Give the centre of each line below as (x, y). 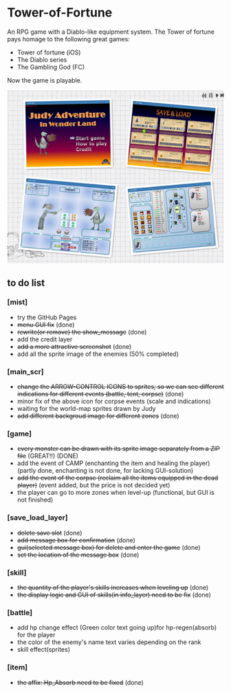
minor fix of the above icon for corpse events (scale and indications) (114, 401)
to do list (26, 282)
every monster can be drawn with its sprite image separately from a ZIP (118, 449)
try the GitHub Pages (47, 317)
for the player (36, 635)
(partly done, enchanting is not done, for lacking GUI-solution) (105, 471)
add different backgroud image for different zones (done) (98, 416)
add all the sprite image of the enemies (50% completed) (98, 354)
